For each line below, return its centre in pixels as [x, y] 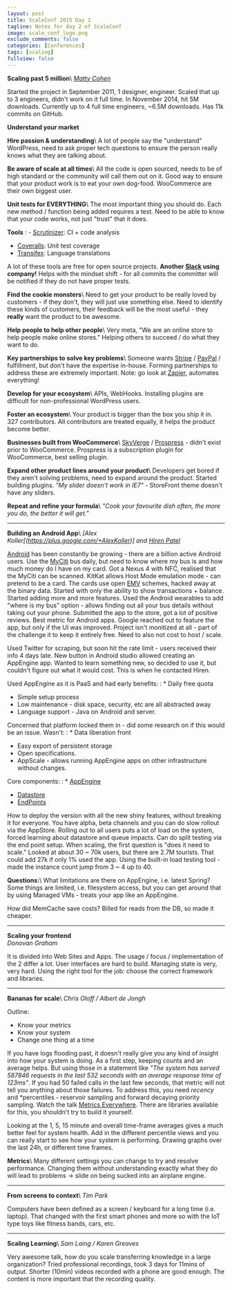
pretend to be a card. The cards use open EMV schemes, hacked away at [112, 583]
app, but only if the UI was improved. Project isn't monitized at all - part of [112, 627]
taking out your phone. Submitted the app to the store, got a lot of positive [113, 612]
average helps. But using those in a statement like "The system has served [113, 1068]
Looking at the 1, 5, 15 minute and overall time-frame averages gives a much [115, 1125]
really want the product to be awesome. [64, 316]
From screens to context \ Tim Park [58, 1195]
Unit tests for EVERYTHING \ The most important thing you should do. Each [115, 204]
